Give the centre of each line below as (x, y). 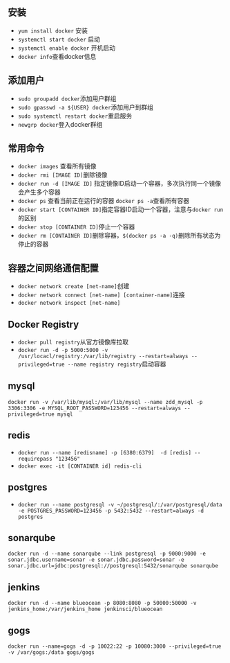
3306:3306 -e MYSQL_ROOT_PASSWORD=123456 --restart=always (95, 408)
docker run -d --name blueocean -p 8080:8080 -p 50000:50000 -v (102, 603)
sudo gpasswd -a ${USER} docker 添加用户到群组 (86, 107)
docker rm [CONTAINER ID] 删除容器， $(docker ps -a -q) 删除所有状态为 (119, 236)
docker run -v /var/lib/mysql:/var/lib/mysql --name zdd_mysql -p (105, 402)
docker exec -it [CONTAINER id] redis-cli (80, 466)
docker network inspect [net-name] (69, 303)
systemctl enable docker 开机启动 (67, 48)
